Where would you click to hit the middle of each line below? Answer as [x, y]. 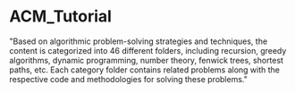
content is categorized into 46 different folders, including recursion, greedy [148, 50]
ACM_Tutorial [60, 17]
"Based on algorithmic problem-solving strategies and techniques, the [139, 41]
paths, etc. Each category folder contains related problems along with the [144, 70]
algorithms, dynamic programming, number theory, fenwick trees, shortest [147, 60]
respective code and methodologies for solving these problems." [128, 79]
